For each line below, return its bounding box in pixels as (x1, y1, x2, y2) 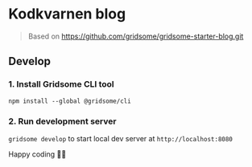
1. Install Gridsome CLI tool (8, 79, 114, 90)
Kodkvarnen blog (8, 5, 126, 23)
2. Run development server (8, 116, 117, 127)
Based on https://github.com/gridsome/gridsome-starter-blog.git (27, 31, 244, 41)
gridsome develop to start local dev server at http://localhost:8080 (8, 133, 233, 143)
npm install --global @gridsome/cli (8, 97, 131, 105)
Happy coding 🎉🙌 (8, 149, 67, 159)
